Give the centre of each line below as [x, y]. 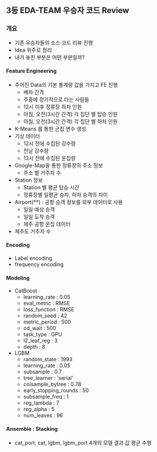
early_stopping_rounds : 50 [56, 390]
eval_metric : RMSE [47, 303]
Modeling [18, 278]
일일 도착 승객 [39, 216]
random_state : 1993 [48, 359]
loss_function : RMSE [49, 310]
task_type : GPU [43, 334]
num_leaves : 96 [43, 416]
